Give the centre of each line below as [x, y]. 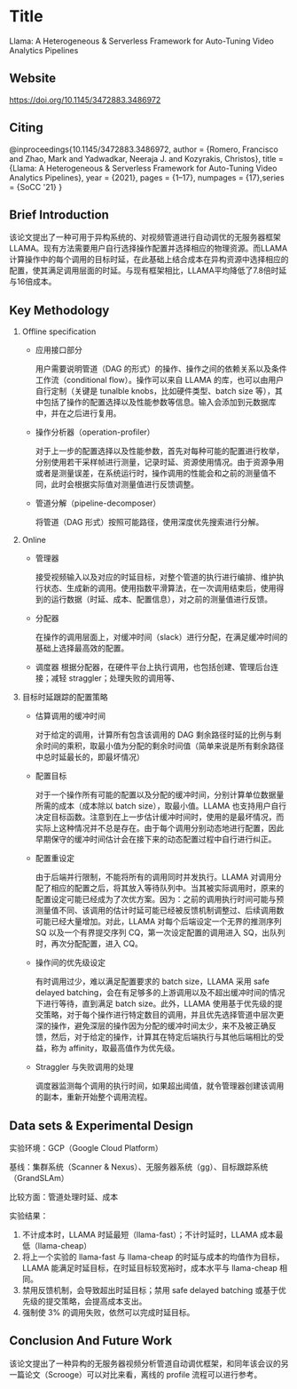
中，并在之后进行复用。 [78, 413]
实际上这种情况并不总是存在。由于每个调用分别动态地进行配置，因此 [160, 828]
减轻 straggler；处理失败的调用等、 [115, 678]
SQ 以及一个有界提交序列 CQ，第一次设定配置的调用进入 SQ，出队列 [160, 933]
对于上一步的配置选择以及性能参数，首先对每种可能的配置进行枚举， [160, 451]
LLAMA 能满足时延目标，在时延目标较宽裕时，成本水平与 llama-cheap [149, 1268]
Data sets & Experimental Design [101, 1126]
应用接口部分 [59, 350]
